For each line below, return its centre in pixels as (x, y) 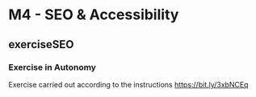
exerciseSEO (41, 44)
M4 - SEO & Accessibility (94, 15)
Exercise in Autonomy (52, 67)
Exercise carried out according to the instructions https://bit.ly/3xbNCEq (128, 84)
